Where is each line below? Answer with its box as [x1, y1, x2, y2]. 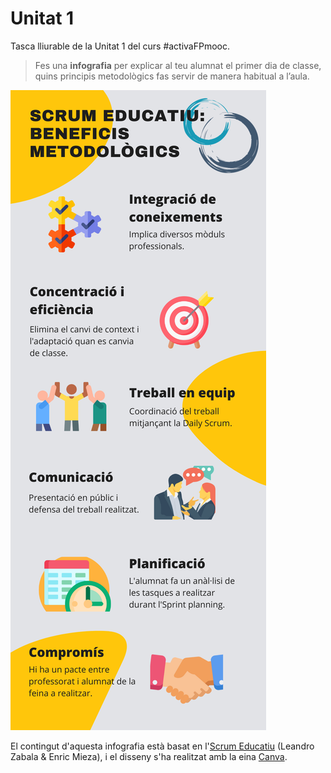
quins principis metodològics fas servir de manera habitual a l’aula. [34, 70, 310, 82]
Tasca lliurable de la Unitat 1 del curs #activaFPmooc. [10, 40, 231, 52]
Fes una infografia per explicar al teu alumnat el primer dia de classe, [34, 59, 322, 71]
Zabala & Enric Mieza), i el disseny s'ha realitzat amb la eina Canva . [10, 750, 288, 762]
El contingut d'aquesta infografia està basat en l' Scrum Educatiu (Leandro [10, 740, 315, 752]
